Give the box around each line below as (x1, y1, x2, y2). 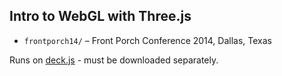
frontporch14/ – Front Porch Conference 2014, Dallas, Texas (23, 34, 272, 46)
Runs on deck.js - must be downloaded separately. (9, 54, 219, 66)
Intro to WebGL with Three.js (9, 8, 192, 25)
